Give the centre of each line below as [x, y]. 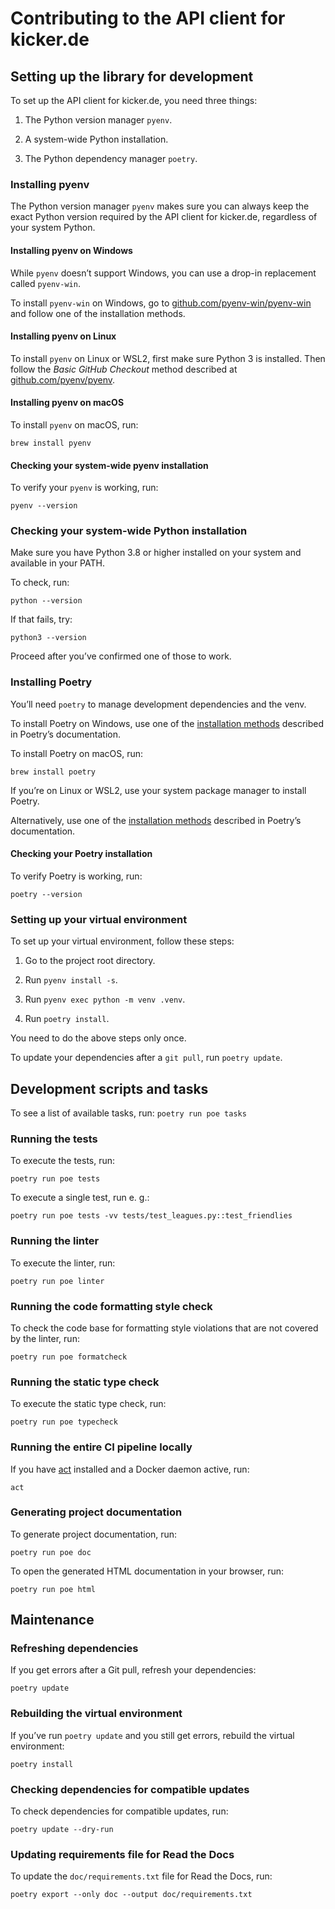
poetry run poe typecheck [64, 1422]
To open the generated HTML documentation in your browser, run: [147, 1571]
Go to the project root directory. [90, 961]
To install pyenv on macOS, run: [74, 424]
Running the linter [55, 1241]
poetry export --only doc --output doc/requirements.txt [131, 1895]
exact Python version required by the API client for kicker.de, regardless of [164, 217]
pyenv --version [44, 506]
